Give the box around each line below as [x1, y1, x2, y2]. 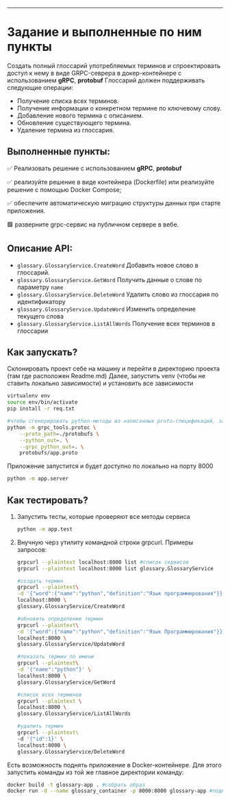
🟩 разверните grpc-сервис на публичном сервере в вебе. [7, 220, 179, 229]
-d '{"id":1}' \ [16, 735, 64, 742]
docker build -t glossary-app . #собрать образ [7, 781, 146, 788]
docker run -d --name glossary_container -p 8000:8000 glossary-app [7, 787, 207, 795]
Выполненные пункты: [7, 146, 111, 158]
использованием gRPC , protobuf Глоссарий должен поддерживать [7, 76, 205, 84]
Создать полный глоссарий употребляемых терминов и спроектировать [7, 61, 221, 69]
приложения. [7, 207, 46, 215]
